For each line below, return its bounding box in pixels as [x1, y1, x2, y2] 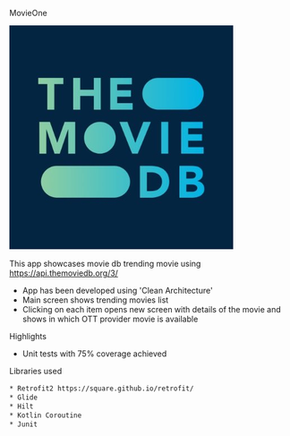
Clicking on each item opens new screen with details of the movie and [21, 304, 282, 314]
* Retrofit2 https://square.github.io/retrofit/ [9, 384, 194, 393]
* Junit [9, 420, 38, 429]
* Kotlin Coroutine [9, 411, 82, 420]
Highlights [9, 331, 47, 341]
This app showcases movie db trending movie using [9, 259, 201, 269]
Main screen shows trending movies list [21, 295, 169, 305]
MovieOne [9, 8, 47, 18]
